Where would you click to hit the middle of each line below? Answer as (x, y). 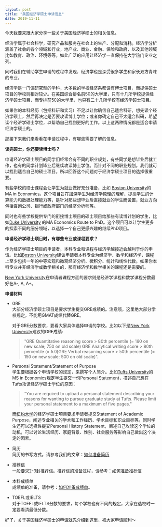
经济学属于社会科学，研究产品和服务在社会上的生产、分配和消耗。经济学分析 (81, 43)
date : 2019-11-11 (22, 18)
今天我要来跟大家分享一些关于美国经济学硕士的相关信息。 (62, 33)
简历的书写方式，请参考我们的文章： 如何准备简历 (61, 455)
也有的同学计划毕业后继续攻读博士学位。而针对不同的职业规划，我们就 (83, 166)
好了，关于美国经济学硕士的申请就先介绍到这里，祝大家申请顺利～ (70, 520)
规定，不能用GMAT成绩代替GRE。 (50, 315)
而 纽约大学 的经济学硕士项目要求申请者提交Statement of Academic (78, 414)
